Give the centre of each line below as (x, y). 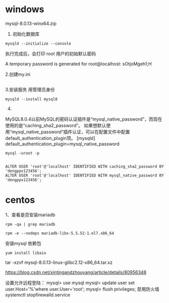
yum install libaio (26, 253)
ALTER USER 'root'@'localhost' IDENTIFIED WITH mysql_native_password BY (85, 175)
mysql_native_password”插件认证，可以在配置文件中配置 (71, 132)
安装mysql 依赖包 (23, 243)
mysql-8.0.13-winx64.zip (31, 23)
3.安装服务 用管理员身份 (30, 89)
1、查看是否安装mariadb (30, 215)
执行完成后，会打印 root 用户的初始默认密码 (51, 53)
